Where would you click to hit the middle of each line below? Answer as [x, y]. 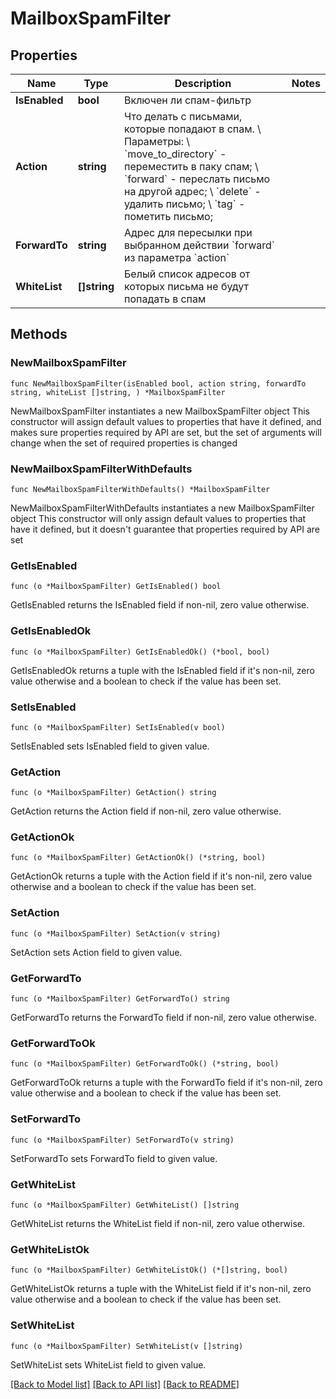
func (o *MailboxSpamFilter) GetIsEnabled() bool [116, 587]
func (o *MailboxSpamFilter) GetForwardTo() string [120, 999]
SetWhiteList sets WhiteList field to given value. [108, 1364]
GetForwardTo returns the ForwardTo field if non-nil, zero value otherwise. [163, 1018]
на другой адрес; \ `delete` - [193, 191]
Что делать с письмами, [183, 116]
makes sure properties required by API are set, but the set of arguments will [166, 432]
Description [203, 83]
